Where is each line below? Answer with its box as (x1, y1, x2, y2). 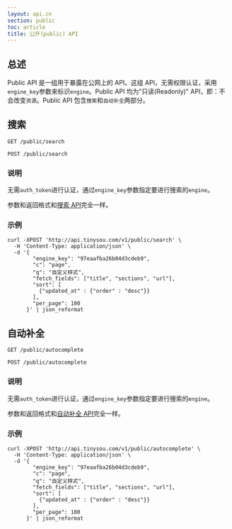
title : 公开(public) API (7, 30, 79, 38)
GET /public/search (7, 138, 65, 145)
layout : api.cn (7, 10, 52, 18)
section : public (7, 17, 55, 24)
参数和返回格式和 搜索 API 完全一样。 (7, 201, 112, 209)
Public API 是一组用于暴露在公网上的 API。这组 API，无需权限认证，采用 (7, 79, 217, 87)
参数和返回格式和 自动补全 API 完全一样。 (7, 409, 125, 418)
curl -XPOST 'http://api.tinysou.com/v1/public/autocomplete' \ (7, 445, 201, 452)
